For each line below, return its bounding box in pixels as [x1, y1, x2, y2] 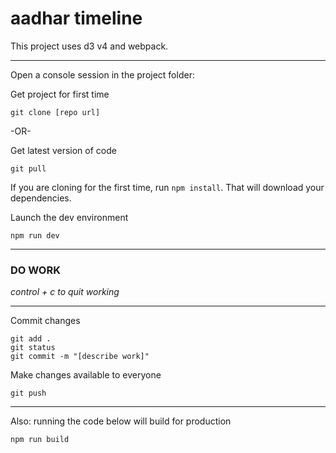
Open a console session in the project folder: [10, 68, 195, 81]
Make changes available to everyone [10, 369, 162, 381]
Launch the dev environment [10, 211, 129, 223]
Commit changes [10, 315, 81, 327]
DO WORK [10, 263, 61, 277]
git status [10, 343, 56, 353]
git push [10, 388, 47, 399]
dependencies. [10, 192, 72, 204]
